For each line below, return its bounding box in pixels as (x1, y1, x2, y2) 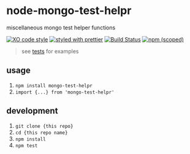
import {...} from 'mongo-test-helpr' (15, 89, 115, 95)
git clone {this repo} (15, 123, 74, 129)
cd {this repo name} (15, 130, 68, 136)
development (6, 106, 58, 116)
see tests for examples (21, 47, 79, 55)
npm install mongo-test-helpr (15, 82, 93, 89)
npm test (15, 142, 38, 148)
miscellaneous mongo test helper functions (6, 24, 116, 31)
